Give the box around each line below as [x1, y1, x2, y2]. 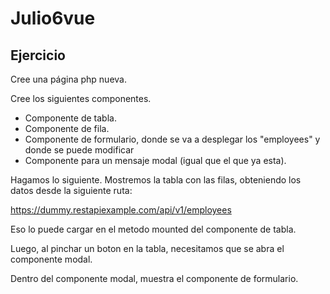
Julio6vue [10, 7, 96, 30]
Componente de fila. [24, 123, 110, 134]
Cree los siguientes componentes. [10, 93, 152, 104]
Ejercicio [10, 47, 66, 64]
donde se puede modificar [24, 144, 135, 156]
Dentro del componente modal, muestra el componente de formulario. [10, 273, 299, 284]
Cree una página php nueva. [10, 73, 127, 85]
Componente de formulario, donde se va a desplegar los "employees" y [24, 133, 321, 145]
